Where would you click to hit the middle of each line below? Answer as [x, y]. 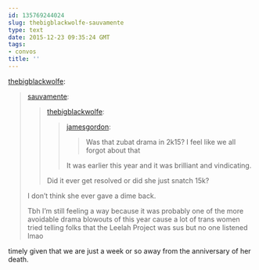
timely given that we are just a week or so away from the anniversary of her [130, 250]
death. [18, 259]
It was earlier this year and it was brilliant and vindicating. [159, 165]
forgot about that [113, 150]
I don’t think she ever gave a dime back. [92, 196]
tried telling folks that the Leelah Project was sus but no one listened [137, 227]
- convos [22, 52]
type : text [26, 30]
